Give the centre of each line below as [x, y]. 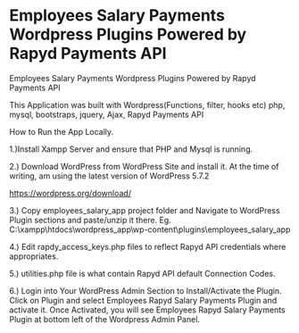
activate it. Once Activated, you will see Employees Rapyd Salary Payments [147, 310]
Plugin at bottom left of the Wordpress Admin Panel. [105, 319]
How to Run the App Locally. [62, 131]
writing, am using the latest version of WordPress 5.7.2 [109, 176]
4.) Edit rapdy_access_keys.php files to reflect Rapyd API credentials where [148, 246]
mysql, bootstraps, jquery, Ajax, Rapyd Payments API [107, 114]
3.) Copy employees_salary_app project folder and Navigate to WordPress [145, 210]
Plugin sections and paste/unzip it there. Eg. [90, 220]
